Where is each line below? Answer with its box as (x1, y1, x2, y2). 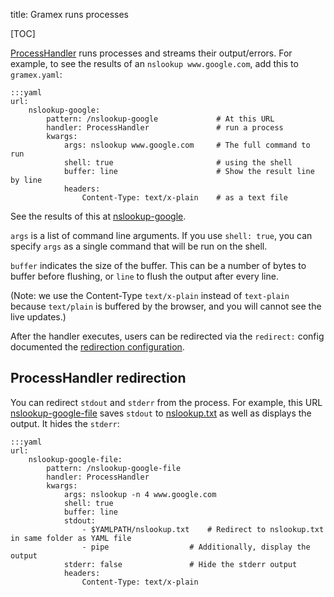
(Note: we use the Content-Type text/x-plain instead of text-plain (10, 290, 290, 301)
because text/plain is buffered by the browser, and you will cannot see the (10, 300, 322, 312)
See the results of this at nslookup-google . (10, 210, 187, 222)
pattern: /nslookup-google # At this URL (46, 114, 275, 124)
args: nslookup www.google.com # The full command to (63, 140, 311, 150)
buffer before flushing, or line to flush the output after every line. (10, 270, 279, 282)
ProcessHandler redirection (10, 370, 187, 387)
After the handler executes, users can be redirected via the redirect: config (10, 330, 325, 342)
